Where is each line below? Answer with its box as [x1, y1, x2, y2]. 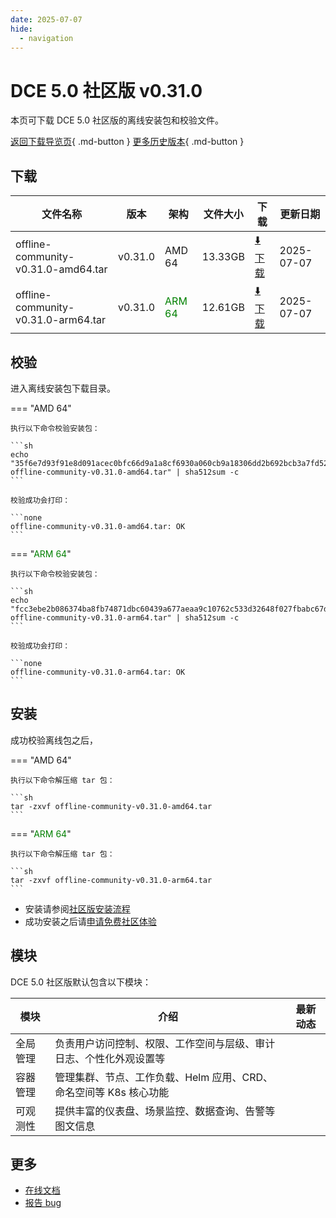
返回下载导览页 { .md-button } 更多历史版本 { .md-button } [10, 136, 245, 148]
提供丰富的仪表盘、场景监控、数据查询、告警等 [54, 1104, 276, 1118]
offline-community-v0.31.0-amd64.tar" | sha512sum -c [10, 467, 240, 477]
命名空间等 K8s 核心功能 [54, 1085, 170, 1099]
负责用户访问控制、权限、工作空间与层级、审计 [54, 1036, 276, 1050]
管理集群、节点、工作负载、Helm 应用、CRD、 [54, 1070, 274, 1084]
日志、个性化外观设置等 [54, 1051, 166, 1065]
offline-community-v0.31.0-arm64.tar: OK [10, 667, 186, 677]
